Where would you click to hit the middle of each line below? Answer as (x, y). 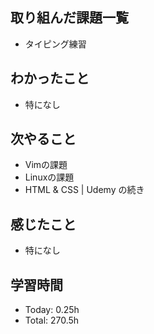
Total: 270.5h (52, 320)
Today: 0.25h (52, 310)
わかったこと (50, 78)
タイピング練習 (55, 44)
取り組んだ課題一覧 (69, 18)
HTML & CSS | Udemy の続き (84, 190)
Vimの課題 (46, 165)
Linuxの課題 (49, 177)
